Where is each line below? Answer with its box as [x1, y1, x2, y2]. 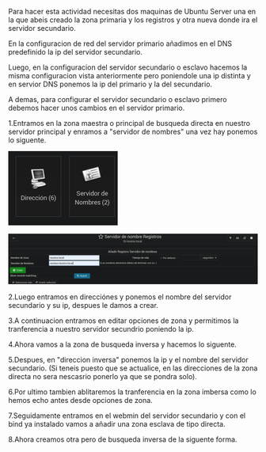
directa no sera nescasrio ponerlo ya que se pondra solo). [8, 372, 198, 382]
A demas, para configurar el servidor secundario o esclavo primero [8, 95, 227, 104]
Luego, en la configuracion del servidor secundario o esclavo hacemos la [8, 63, 248, 72]
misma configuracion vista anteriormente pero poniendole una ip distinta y [8, 71, 251, 80]
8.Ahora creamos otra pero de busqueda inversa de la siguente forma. [8, 435, 237, 444]
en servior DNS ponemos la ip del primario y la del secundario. [8, 79, 212, 89]
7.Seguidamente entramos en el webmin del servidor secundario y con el [8, 411, 246, 420]
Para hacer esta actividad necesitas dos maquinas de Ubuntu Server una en [8, 7, 256, 16]
